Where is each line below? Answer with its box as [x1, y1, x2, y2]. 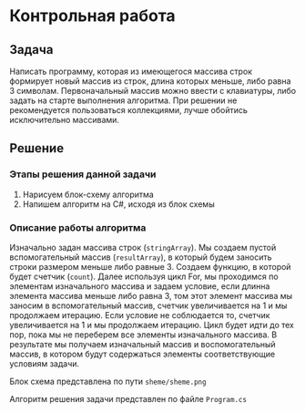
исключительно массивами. [9, 115, 120, 125]
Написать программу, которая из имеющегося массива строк [9, 66, 253, 77]
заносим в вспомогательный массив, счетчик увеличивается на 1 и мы [9, 300, 288, 311]
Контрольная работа [9, 5, 176, 26]
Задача [9, 42, 54, 57]
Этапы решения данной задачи [9, 168, 157, 181]
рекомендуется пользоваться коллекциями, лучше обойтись [9, 105, 249, 115]
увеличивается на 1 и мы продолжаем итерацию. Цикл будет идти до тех [9, 319, 294, 330]
